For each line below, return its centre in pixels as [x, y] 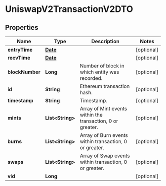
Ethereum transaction [105, 86]
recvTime [19, 58]
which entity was [100, 72]
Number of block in [102, 66]
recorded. [91, 78]
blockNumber [24, 72]
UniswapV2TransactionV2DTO [69, 9]
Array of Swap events [105, 156]
